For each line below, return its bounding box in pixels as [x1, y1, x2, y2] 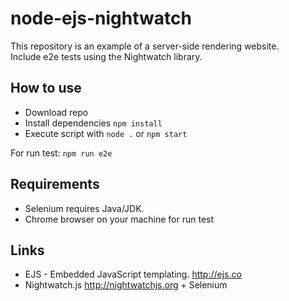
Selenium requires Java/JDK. [24, 202, 145, 214]
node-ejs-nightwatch [10, 7, 192, 30]
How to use [10, 80, 82, 97]
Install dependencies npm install [24, 117, 163, 129]
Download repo [24, 106, 89, 118]
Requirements [10, 176, 100, 193]
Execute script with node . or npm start [24, 127, 188, 139]
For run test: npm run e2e [10, 147, 113, 159]
